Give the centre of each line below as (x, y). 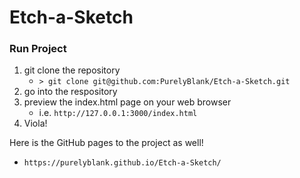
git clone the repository (72, 70)
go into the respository (70, 92)
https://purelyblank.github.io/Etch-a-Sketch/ (122, 163)
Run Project (38, 49)
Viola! (35, 123)
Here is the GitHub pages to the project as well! (106, 143)
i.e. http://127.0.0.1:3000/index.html (118, 113)
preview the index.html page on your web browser (127, 102)
